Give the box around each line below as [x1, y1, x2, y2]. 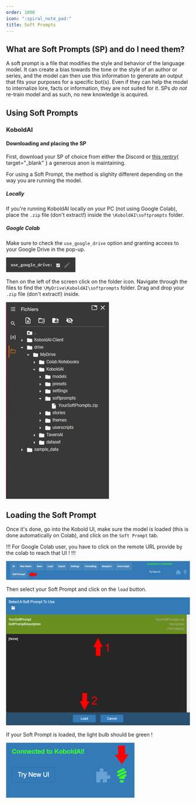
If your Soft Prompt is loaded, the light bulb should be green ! [6, 731, 153, 738]
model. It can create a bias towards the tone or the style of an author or [6, 66, 178, 73]
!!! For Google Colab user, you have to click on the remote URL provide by [6, 543, 183, 550]
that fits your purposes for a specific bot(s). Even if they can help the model [6, 79, 188, 86]
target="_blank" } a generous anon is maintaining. [6, 159, 126, 166]
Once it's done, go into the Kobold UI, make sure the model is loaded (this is [6, 526, 188, 533]
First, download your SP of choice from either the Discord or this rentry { [6, 153, 179, 160]
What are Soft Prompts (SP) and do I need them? [6, 44, 185, 54]
